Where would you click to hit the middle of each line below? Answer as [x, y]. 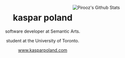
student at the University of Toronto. [43, 40]
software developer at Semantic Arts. [43, 31]
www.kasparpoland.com [43, 50]
